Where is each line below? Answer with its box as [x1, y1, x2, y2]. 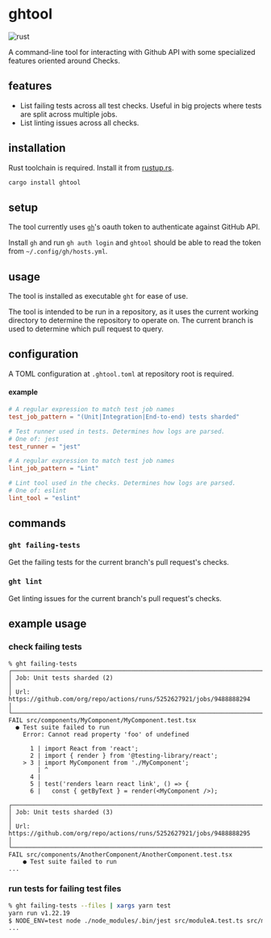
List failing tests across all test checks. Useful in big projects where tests [19, 100, 262, 110]
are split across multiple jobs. [19, 109, 119, 119]
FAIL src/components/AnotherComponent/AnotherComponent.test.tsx [8, 850, 232, 859]
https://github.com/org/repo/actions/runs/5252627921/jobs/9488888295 [8, 829, 251, 837]
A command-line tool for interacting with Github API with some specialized [8, 47, 256, 57]
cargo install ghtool [8, 179, 81, 187]
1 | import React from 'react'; [29, 744, 139, 752]
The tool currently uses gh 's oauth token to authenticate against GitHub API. [8, 222, 261, 232]
